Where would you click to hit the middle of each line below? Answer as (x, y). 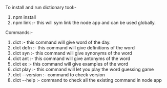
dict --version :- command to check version (59, 75)
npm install (24, 17)
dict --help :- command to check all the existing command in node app (87, 80)
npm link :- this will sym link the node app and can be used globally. (84, 23)
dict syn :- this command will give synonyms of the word (72, 53)
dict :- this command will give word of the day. (62, 42)
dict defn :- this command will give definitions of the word (74, 48)
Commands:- (19, 32)
